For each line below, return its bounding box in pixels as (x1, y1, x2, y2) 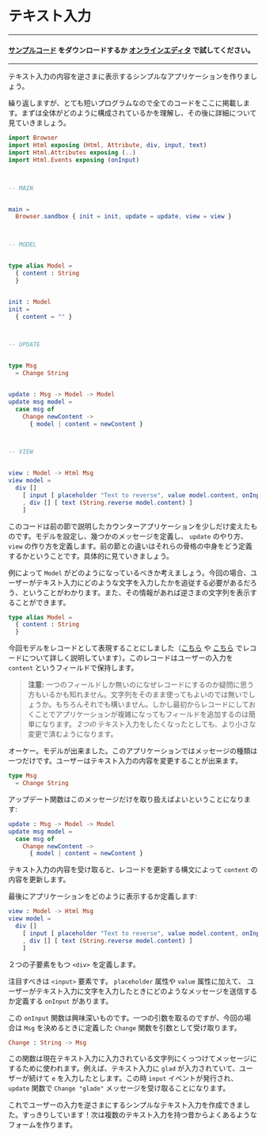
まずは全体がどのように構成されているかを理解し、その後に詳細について (21, 108, 257, 118)
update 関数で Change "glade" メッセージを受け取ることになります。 (8, 1083, 230, 1093)
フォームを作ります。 (8, 1120, 78, 1130)
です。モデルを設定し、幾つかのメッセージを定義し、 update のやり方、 (14, 531, 248, 540)
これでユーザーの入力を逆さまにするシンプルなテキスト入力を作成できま (8, 1101, 244, 1110)
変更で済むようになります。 (27, 730, 118, 739)
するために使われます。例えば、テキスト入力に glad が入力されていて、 (8, 1063, 240, 1073)
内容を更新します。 (8, 875, 70, 885)
